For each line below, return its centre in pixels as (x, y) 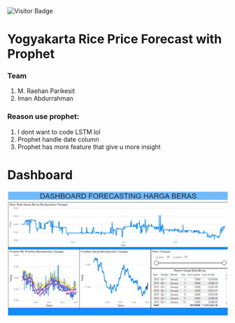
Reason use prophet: (43, 117)
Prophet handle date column (58, 139)
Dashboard (40, 175)
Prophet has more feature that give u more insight (89, 147)
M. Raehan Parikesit (46, 91)
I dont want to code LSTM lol (59, 131)
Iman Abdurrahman (45, 99)
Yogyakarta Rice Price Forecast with (115, 40)
